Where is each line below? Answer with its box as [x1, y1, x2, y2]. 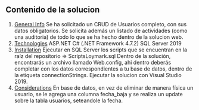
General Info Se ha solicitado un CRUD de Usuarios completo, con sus [14, 20, 187, 27]
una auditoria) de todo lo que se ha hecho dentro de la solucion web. [14, 33, 184, 41]
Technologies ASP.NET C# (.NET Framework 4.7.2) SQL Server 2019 [14, 39, 182, 47]
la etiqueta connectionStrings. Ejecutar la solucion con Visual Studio [14, 71, 182, 78]
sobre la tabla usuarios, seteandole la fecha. [14, 97, 123, 104]
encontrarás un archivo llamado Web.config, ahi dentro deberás [14, 59, 171, 66]
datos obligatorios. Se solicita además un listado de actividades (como [14, 27, 188, 34]
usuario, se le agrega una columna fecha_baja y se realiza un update [14, 90, 183, 97]
